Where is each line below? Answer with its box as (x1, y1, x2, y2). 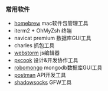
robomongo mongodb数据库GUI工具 (14, 64, 103, 71)
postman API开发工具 (14, 71, 66, 79)
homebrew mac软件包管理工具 (14, 19, 89, 27)
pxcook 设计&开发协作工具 (14, 57, 78, 64)
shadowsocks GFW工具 (14, 79, 72, 86)
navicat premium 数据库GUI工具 (14, 34, 92, 42)
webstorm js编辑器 (14, 49, 60, 57)
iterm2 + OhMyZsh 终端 (14, 27, 72, 34)
